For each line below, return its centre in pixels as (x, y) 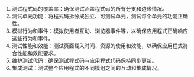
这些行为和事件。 (33, 38)
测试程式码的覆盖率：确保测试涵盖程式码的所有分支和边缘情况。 (89, 9)
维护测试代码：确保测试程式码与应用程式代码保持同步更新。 (84, 60)
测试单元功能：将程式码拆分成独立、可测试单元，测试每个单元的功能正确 (100, 16)
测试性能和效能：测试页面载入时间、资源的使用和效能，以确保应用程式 (97, 46)
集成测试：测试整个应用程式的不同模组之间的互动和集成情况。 (87, 68)
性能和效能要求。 (38, 53)
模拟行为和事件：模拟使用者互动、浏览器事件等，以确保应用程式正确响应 (100, 31)
